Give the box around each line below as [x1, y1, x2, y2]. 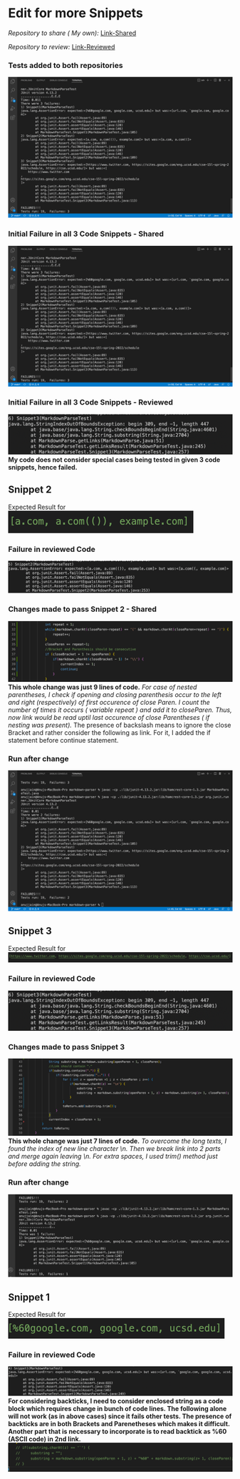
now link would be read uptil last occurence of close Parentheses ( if [8, 713, 210, 721]
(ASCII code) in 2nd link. [8, 1435, 81, 1443]
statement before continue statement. [8, 736, 119, 744]
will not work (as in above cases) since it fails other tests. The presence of [8, 1412, 232, 1420]
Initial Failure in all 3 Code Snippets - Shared [8, 229, 165, 239]
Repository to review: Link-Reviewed [8, 42, 115, 51]
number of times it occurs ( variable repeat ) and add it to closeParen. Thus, [8, 706, 232, 714]
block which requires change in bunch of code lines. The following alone [8, 1404, 227, 1413]
